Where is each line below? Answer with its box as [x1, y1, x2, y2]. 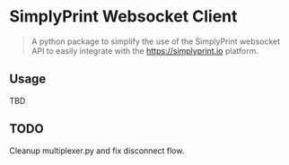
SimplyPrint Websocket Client [9, 6, 238, 27]
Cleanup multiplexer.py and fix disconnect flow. [9, 145, 185, 156]
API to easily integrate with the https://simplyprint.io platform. [31, 45, 258, 56]
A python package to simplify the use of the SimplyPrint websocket [31, 36, 281, 47]
